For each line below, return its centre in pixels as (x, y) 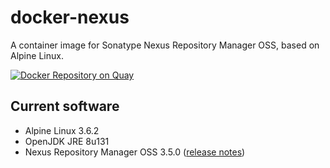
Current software (65, 106)
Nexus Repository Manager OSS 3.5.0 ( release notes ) (135, 152)
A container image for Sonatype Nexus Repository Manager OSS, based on (165, 45)
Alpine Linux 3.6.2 (62, 130)
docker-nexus (70, 17)
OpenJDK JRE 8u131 (67, 141)
